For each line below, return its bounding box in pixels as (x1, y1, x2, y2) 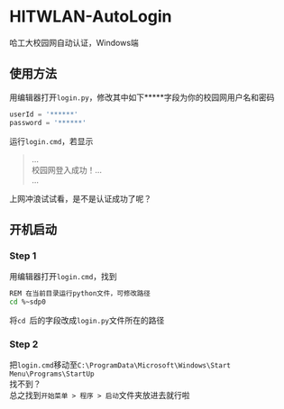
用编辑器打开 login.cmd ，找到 (9, 271, 117, 282)
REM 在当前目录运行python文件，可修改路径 (9, 289, 151, 298)
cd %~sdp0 (9, 297, 47, 307)
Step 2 (9, 338, 39, 350)
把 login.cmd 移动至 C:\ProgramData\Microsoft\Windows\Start (9, 359, 232, 370)
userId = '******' (9, 110, 78, 119)
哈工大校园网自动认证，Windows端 (9, 37, 140, 48)
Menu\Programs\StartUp (9, 369, 95, 379)
